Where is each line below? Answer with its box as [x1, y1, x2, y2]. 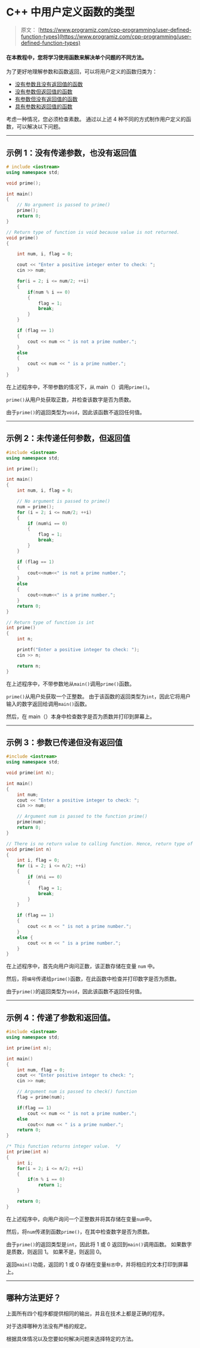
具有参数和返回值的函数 [14, 103, 73, 110]
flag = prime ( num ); [17, 1094, 65, 1100]
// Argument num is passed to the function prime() [17, 814, 148, 820]
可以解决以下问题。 [16, 123, 64, 130]
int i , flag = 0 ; [17, 858, 60, 864]
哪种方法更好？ [6, 1293, 61, 1303]
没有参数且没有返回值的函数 [14, 81, 83, 88]
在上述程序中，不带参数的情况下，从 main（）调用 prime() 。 [6, 383, 153, 390]
